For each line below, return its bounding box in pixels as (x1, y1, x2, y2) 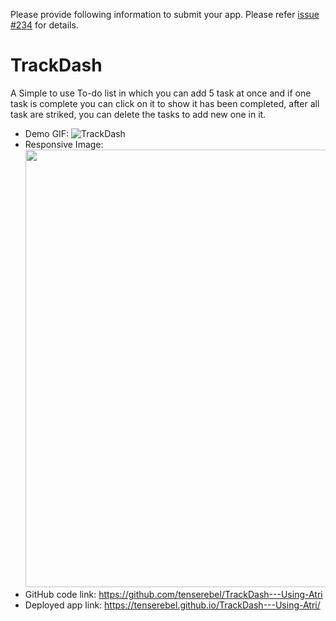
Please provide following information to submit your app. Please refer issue (10, 9, 320, 20)
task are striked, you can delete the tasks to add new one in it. (10, 108, 267, 120)
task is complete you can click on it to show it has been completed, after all (10, 97, 320, 109)
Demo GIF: (24, 127, 70, 139)
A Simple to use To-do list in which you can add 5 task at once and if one (10, 87, 312, 99)
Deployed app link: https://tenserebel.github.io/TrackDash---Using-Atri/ (24, 599, 321, 611)
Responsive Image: (24, 138, 104, 150)
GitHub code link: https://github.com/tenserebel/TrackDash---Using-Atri (24, 588, 323, 600)
